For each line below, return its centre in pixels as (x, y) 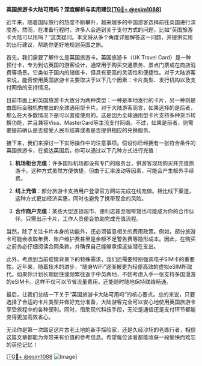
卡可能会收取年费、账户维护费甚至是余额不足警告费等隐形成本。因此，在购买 (101, 239)
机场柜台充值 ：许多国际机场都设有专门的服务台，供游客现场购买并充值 (102, 163)
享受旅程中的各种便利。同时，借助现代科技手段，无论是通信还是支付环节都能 (101, 309)
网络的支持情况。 (32, 87)
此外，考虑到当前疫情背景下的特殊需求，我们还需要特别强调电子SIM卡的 (95, 259)
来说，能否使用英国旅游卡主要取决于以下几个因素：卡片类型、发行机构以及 (98, 80)
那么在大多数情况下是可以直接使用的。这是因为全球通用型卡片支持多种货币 (98, 115)
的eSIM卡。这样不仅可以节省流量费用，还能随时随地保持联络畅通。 (89, 282)
